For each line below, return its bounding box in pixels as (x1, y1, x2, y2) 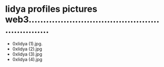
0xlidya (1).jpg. (12, 40, 43, 46)
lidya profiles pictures (5, 3, 98, 15)
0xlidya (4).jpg (12, 56, 43, 62)
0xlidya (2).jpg (12, 46, 42, 52)
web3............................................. (5, 14, 160, 25)
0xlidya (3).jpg (12, 51, 42, 57)
